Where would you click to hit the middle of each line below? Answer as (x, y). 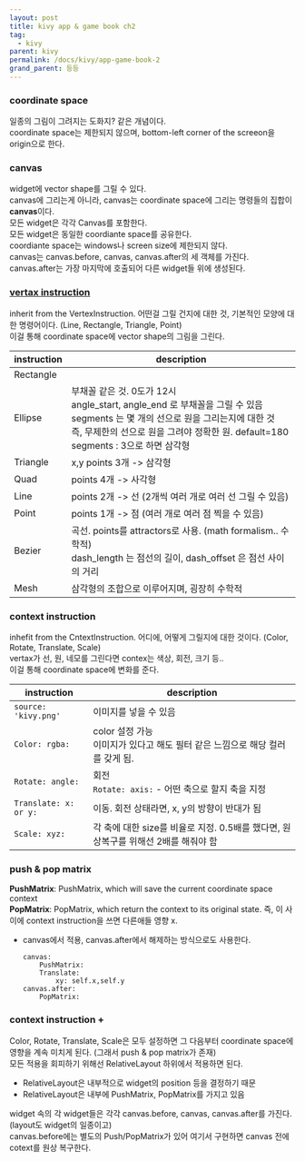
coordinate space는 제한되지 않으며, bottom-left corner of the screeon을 (142, 133)
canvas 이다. (32, 212)
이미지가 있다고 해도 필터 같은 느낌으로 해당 (180, 745)
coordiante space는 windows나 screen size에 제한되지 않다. (119, 245)
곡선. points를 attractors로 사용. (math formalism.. (175, 531)
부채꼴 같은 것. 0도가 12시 (124, 391)
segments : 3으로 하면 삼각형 (131, 445)
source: (30, 707)
